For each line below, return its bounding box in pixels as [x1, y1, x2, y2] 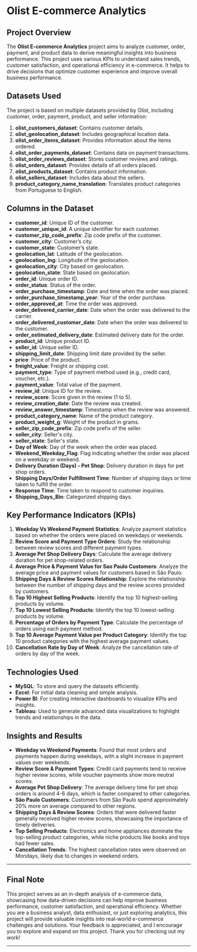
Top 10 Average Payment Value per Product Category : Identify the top [15, 631, 187, 638]
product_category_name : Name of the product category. [15, 412, 154, 419]
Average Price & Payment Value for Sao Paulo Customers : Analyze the [15, 563, 188, 570]
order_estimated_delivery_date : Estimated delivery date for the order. [15, 331, 185, 338]
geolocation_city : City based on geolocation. [15, 263, 125, 270]
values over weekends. [15, 759, 71, 766]
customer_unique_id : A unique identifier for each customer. [15, 225, 160, 232]
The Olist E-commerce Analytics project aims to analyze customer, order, [6, 43, 186, 50]
